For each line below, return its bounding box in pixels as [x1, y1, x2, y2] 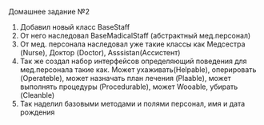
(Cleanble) [19, 91, 55, 99]
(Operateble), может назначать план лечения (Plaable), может [19, 74, 232, 83]
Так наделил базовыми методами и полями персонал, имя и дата [19, 99, 246, 108]
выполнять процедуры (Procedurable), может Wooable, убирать [19, 82, 238, 91]
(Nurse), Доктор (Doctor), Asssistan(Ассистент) [19, 48, 181, 57]
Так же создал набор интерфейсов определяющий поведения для [19, 56, 247, 66]
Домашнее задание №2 [8, 7, 90, 16]
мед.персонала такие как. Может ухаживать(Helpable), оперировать [19, 65, 257, 75]
